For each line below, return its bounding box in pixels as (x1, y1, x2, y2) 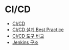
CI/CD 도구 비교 (12, 33, 44, 39)
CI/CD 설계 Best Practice (12, 27, 64, 33)
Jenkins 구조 (12, 39, 39, 45)
